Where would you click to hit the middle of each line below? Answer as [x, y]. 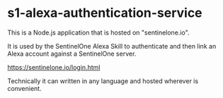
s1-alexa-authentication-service [105, 13]
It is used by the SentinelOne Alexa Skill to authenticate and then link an [112, 46]
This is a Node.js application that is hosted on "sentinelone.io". [98, 32]
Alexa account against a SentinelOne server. [72, 54]
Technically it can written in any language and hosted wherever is [103, 81]
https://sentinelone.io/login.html [54, 67]
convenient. [24, 88]
